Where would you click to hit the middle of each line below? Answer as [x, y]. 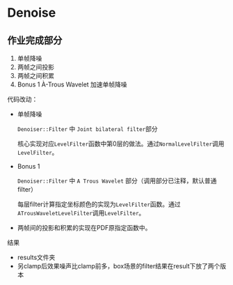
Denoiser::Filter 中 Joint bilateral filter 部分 [87, 129]
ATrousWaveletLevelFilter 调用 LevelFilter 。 [81, 213]
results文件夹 [36, 257]
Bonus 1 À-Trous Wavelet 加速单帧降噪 [72, 84]
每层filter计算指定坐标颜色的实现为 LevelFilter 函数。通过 [99, 204]
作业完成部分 [35, 40]
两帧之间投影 [35, 67]
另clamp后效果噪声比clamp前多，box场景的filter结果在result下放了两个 [119, 266]
